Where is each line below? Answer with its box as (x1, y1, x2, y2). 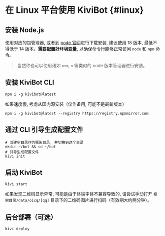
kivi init (5, 154, 26, 158)
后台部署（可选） (5, 213, 57, 221)
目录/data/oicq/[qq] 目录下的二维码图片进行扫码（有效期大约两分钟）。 (8, 197, 152, 203)
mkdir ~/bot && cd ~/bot (5, 144, 56, 149)
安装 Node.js (5, 26, 44, 34)
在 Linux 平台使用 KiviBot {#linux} (5, 4, 144, 16)
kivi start (5, 182, 28, 187)
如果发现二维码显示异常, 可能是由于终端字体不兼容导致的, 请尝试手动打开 (5, 191, 153, 197)
